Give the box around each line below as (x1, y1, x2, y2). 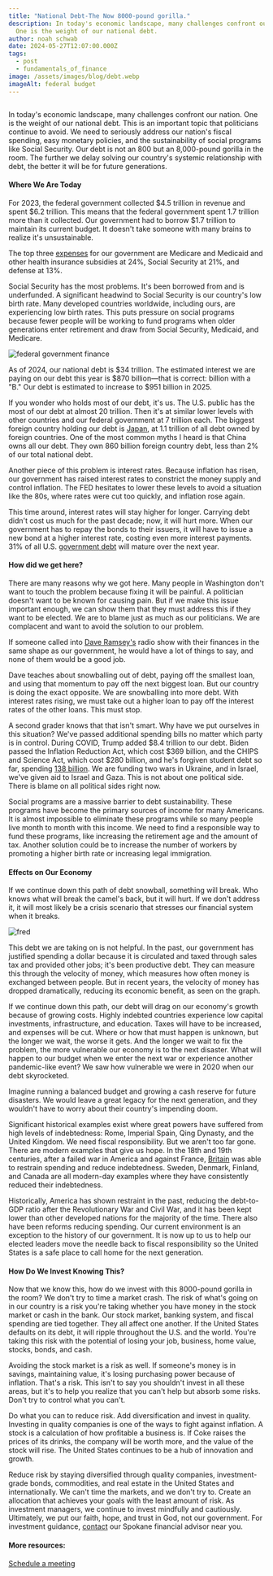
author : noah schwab (8, 34, 79, 43)
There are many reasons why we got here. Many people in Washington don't (8, 578, 265, 588)
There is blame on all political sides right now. (8, 781, 161, 790)
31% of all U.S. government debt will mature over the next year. (8, 542, 219, 551)
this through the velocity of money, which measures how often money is (8, 969, 250, 978)
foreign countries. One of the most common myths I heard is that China (8, 432, 247, 442)
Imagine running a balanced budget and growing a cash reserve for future (8, 1086, 257, 1096)
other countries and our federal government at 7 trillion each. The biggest (8, 415, 255, 424)
